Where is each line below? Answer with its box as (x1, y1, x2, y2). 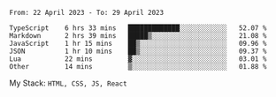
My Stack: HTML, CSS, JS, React (9, 78, 127, 88)
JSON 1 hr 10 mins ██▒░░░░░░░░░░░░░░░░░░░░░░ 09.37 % (9, 47, 267, 56)
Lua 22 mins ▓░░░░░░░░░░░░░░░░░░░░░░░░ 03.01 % (9, 55, 267, 63)
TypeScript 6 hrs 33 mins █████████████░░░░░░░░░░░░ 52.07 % (9, 24, 267, 33)
